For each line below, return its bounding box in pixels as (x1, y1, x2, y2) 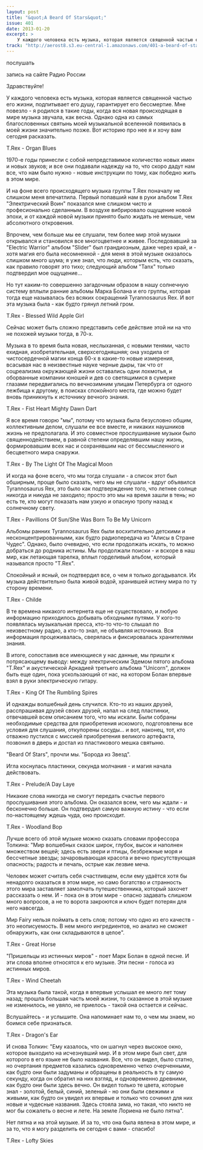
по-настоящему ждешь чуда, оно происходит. (6, 811, 126, 818)
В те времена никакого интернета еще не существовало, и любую (6, 608, 178, 615)
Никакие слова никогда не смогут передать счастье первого (6, 792, 165, 799)
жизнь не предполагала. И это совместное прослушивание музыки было (6, 429, 196, 437)
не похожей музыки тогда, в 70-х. (6, 330, 94, 337)
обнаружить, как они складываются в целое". (6, 928, 125, 936)
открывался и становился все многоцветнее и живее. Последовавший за (6, 237, 197, 245)
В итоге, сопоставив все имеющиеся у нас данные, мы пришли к (6, 651, 175, 658)
